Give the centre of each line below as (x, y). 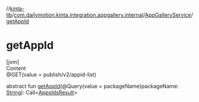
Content (16, 68)
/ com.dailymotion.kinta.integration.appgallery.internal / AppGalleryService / (102, 15)
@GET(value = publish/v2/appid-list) (51, 75)
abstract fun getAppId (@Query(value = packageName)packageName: (93, 86)
